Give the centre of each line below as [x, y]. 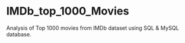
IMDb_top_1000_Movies [68, 11]
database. [19, 34]
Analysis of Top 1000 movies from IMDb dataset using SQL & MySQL [93, 28]
